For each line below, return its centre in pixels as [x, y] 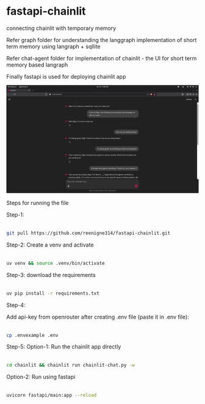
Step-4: [16, 305]
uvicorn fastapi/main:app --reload [52, 395]
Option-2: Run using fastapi [41, 377]
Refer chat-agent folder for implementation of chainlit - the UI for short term [102, 58]
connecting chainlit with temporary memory [61, 28]
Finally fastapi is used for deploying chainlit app [66, 76]
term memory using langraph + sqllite [53, 46]
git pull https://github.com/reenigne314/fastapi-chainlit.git [88, 233]
